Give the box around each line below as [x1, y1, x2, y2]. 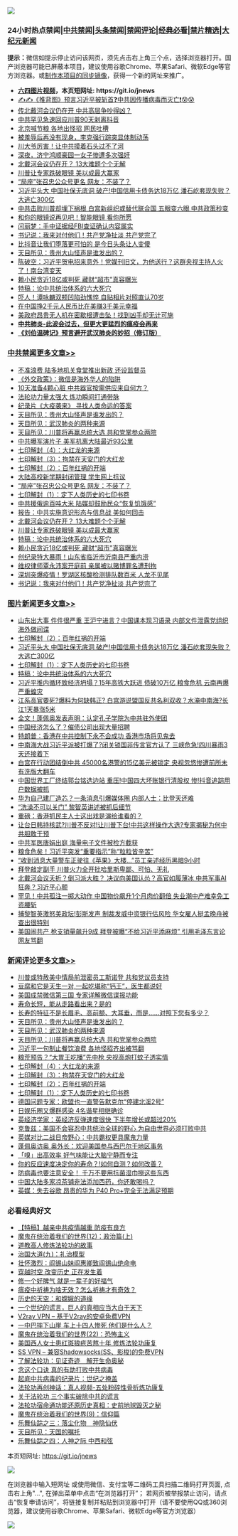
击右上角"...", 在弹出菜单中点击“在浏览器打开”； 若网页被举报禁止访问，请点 [7, 1489, 227, 1498]
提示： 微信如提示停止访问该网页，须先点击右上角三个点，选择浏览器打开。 [7, 53, 225, 62]
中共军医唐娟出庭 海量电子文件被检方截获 [17, 838, 139, 846]
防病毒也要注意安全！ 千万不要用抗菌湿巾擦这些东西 [17, 1168, 169, 1177]
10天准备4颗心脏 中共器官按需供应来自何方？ [17, 383, 149, 392]
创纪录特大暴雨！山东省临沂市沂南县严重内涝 [17, 552, 149, 561]
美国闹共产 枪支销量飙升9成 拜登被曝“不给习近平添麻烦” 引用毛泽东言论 [17, 927, 226, 935]
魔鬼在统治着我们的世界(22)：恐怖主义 [17, 1330, 130, 1338]
